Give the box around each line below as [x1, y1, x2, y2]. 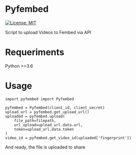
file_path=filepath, [14, 118, 56, 123]
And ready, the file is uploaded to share [5, 144, 86, 150]
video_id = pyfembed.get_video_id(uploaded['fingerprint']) [5, 135, 132, 140]
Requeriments [5, 47, 64, 58]
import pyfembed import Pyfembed [5, 96, 74, 102]
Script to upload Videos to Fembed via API [5, 29, 91, 35]
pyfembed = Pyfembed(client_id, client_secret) [5, 105, 105, 110]
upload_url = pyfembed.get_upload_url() [5, 110, 90, 115]
